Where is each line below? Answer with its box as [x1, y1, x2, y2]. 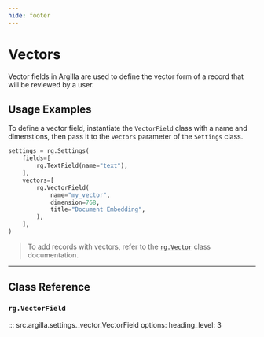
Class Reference [8, 280, 90, 294]
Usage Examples [8, 102, 92, 116]
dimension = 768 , [49, 198, 101, 206]
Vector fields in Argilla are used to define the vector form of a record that [8, 72, 244, 81]
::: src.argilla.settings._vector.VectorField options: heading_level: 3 [8, 320, 222, 329]
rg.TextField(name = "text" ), [36, 162, 128, 170]
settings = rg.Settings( [8, 147, 90, 155]
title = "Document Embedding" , [49, 206, 146, 213]
